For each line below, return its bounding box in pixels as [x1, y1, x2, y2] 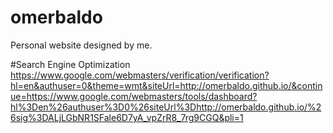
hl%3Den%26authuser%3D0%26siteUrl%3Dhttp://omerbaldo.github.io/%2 [10, 101, 322, 113]
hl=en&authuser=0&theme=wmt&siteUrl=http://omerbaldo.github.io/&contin [10, 79, 323, 91]
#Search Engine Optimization [10, 58, 131, 70]
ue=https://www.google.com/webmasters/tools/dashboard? [10, 90, 258, 102]
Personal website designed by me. [10, 39, 153, 51]
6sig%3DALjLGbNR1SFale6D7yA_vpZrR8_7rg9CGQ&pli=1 [10, 111, 244, 123]
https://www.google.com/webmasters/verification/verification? [10, 69, 270, 81]
